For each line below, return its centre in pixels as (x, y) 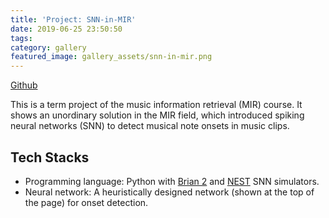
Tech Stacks (50, 157)
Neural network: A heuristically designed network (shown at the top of (169, 192)
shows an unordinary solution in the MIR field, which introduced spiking (157, 115)
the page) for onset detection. (86, 202)
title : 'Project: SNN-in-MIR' (73, 19)
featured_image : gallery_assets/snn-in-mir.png (111, 57)
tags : (21, 38)
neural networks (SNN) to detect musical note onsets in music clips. (150, 126)
